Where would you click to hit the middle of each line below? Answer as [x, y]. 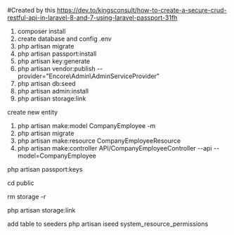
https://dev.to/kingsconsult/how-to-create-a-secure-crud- [142, 10]
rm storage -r [27, 197]
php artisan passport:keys [45, 169]
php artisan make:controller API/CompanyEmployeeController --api [115, 148]
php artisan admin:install [53, 91]
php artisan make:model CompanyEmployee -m [86, 126]
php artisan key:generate [54, 61]
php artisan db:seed [46, 83]
